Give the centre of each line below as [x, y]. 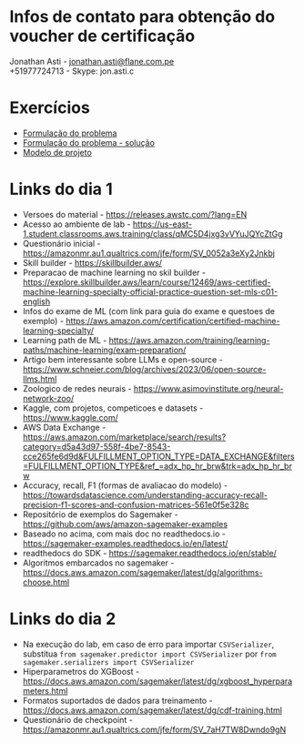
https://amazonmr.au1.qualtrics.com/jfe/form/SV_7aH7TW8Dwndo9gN [154, 729]
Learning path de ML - [65, 340]
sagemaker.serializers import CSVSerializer [108, 662]
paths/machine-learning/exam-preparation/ [104, 350]
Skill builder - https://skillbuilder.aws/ [92, 262]
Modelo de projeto [57, 152]
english [36, 301]
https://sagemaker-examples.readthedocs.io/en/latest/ [125, 543]
